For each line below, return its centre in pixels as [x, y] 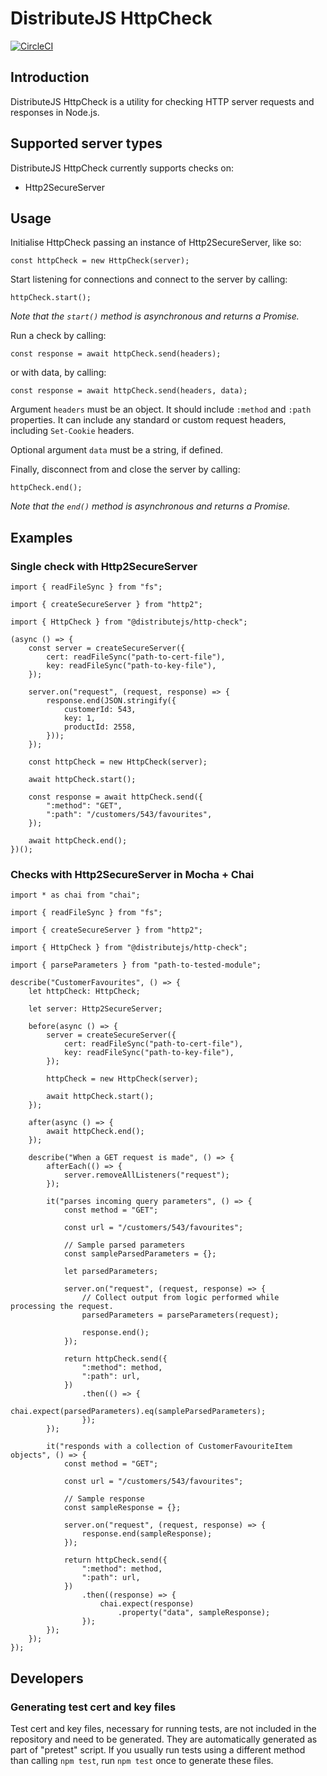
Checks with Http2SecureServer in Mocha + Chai [132, 874]
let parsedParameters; [111, 1272]
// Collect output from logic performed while [180, 1298]
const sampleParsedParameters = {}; [140, 1254]
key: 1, [80, 718]
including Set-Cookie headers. [72, 431]
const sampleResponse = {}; [122, 1508]
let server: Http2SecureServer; [95, 1009]
